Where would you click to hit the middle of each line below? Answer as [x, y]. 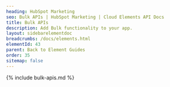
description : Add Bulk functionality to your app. [69, 28]
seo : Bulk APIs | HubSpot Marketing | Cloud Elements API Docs [85, 17]
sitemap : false [25, 61]
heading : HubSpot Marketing [41, 11]
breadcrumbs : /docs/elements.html [49, 39]
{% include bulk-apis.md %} [40, 78]
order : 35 [18, 55]
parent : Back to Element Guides [46, 50]
